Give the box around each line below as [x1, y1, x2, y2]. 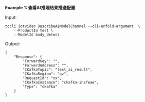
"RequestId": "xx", [22, 76, 62, 81]
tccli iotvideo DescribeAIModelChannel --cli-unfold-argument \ [5, 24, 140, 29]
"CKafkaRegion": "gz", [22, 71, 69, 76]
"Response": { [14, 54, 42, 59]
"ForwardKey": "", [22, 59, 60, 64]
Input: [5, 15, 17, 20]
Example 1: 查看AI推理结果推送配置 [5, 5, 75, 10]
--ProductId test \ [14, 28, 54, 33]
